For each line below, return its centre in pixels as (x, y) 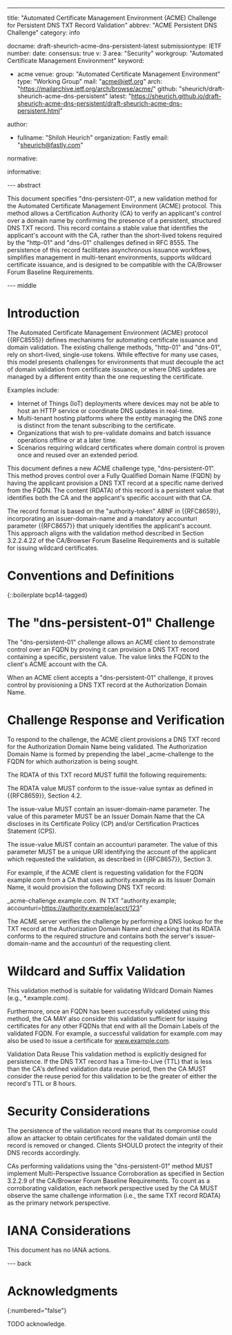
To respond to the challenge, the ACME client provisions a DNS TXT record (114, 739)
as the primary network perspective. (59, 1203)
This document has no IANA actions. (59, 1250)
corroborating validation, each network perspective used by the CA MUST (113, 1188)
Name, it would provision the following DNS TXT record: (87, 887)
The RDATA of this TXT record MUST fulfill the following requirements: (107, 775)
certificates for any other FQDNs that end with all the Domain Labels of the (113, 1026)
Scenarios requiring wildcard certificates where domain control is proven (121, 448)
